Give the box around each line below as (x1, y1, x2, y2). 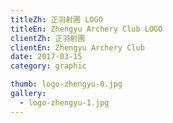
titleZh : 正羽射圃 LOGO (10, 14, 103, 25)
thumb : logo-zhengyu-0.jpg (10, 79, 123, 90)
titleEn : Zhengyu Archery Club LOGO (10, 24, 163, 34)
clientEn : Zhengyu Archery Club (10, 42, 145, 53)
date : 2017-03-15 (10, 52, 83, 62)
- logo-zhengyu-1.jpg (19, 97, 110, 108)
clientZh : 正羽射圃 (10, 33, 86, 43)
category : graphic (10, 61, 87, 71)
